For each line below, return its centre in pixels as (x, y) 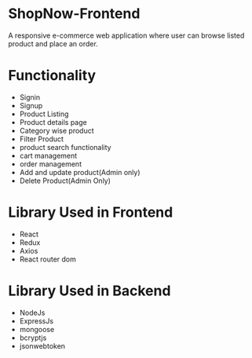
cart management (48, 155)
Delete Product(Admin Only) (65, 181)
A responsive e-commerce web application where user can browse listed (126, 35)
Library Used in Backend (89, 290)
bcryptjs (33, 338)
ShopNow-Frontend (74, 14)
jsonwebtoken (42, 345)
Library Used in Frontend (91, 212)
